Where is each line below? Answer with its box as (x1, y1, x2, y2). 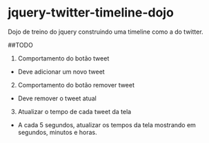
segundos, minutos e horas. (17, 128, 97, 136)
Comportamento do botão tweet (17, 54, 110, 63)
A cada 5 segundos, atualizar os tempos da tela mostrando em (17, 120, 196, 129)
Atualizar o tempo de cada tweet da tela (17, 107, 132, 115)
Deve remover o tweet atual (17, 94, 97, 102)
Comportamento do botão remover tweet (17, 80, 135, 89)
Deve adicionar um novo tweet (17, 67, 106, 76)
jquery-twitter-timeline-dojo (8, 5, 175, 21)
